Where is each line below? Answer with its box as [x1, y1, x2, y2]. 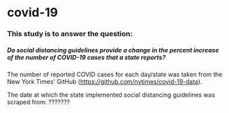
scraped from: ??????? [7, 98, 70, 106]
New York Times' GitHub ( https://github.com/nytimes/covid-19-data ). [7, 78, 203, 86]
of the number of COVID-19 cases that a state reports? [7, 53, 166, 61]
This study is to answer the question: [7, 29, 133, 39]
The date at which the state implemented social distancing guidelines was [7, 91, 215, 99]
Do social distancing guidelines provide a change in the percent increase [7, 46, 219, 54]
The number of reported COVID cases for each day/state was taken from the [7, 70, 223, 79]
